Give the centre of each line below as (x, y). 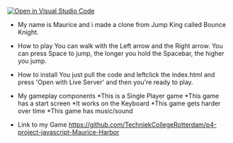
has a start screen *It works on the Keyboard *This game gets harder (119, 103)
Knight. (28, 32)
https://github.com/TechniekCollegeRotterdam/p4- (143, 125)
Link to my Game (42, 125)
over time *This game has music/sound (75, 111)
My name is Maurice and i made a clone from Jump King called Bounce (122, 24)
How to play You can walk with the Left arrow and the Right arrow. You (120, 46)
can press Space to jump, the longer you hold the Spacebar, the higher (121, 53)
